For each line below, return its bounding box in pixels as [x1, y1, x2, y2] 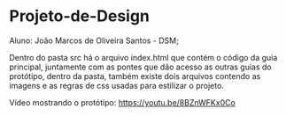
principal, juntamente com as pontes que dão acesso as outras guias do [9, 62, 272, 72]
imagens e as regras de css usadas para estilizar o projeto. [9, 80, 224, 91]
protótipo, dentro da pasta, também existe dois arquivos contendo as [9, 70, 261, 81]
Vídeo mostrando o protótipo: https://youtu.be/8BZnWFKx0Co [9, 97, 236, 107]
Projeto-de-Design [9, 6, 151, 26]
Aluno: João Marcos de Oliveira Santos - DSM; [9, 35, 179, 46]
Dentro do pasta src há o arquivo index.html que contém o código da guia [9, 52, 278, 62]
